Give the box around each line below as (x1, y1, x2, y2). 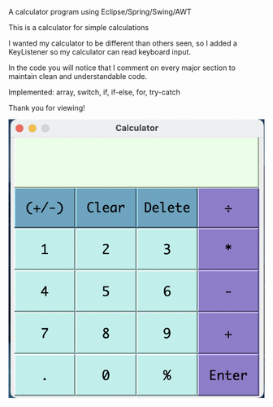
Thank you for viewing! (8, 103, 85, 112)
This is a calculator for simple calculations (8, 23, 149, 32)
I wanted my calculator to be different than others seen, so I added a (8, 38, 238, 48)
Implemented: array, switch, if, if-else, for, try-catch (8, 87, 180, 97)
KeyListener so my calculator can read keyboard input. (8, 47, 191, 56)
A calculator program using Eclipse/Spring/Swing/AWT (8, 7, 193, 16)
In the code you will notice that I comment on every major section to (8, 63, 236, 72)
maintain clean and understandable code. (8, 72, 148, 81)
